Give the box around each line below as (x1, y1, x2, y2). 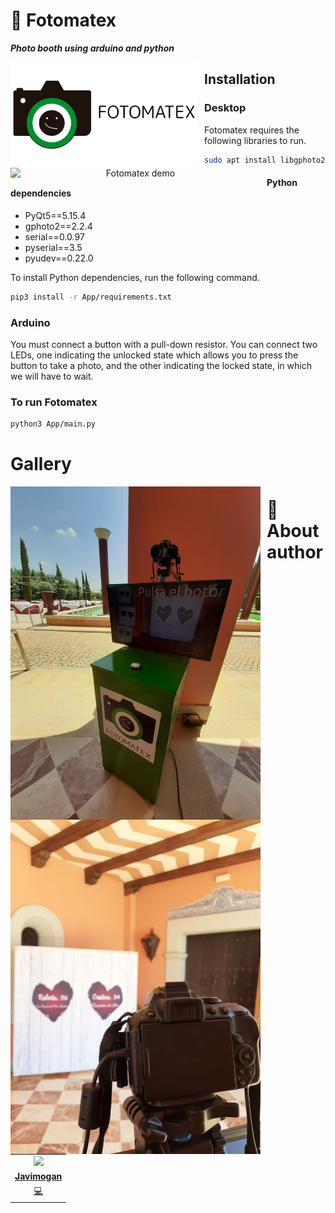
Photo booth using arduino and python (10, 42, 175, 54)
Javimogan (14, 1170, 63, 1183)
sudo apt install (204, 155, 277, 165)
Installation (204, 71, 276, 88)
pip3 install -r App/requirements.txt (10, 292, 172, 302)
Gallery (10, 453, 72, 476)
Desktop (204, 101, 247, 115)
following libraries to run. (204, 134, 307, 146)
